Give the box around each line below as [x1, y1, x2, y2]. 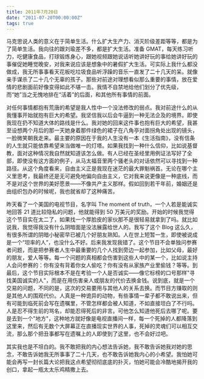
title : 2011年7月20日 [6, 9, 58, 15]
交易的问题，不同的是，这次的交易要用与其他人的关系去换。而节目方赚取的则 [6, 285, 198, 292]
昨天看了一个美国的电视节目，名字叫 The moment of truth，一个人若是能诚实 [6, 200, 198, 208]
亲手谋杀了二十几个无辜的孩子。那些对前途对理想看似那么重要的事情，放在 [6, 76, 192, 83]
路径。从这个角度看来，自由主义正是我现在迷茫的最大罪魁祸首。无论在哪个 [6, 165, 192, 172]
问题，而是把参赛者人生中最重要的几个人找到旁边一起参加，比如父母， [11, 246, 187, 253]
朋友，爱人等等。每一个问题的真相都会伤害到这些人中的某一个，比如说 [11, 254, 187, 261]
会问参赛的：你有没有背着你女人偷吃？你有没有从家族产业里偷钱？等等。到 [11, 261, 198, 269]
